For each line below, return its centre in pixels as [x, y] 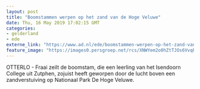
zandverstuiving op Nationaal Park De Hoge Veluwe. [71, 80]
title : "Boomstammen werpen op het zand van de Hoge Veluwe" [84, 17]
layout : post [22, 12]
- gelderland [22, 34]
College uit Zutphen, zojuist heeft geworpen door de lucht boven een [91, 73]
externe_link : [24, 45]
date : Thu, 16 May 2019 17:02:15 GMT [53, 23]
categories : [21, 28]
